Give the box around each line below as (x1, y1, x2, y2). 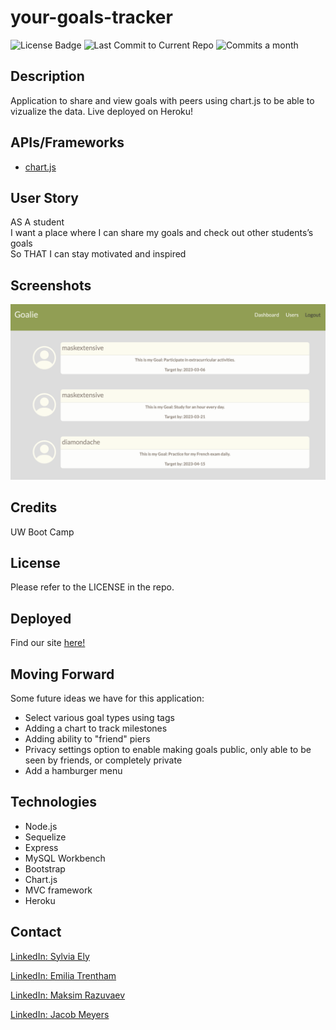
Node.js (24, 820, 58, 832)
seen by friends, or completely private (24, 754, 183, 766)
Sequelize (24, 831, 67, 843)
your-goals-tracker (10, 6, 173, 29)
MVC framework (24, 884, 93, 896)
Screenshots (10, 277, 92, 294)
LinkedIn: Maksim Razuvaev (10, 989, 126, 1001)
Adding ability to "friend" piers (24, 732, 151, 745)
